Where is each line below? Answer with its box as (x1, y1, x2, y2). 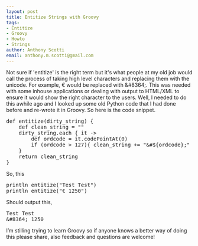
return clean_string (18, 153, 78, 160)
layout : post (6, 8, 38, 15)
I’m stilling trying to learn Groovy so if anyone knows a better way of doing (6, 227, 187, 234)
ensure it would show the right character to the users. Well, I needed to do (6, 94, 187, 101)
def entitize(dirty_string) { (6, 117, 94, 124)
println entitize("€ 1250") (6, 187, 87, 194)
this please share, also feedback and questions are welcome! (6, 233, 155, 240)
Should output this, (6, 198, 53, 205)
